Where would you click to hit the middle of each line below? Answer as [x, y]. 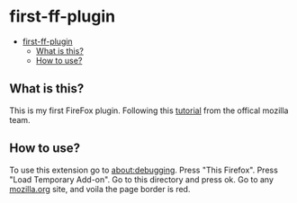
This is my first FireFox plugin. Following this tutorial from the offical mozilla [149, 110]
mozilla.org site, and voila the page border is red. [100, 189]
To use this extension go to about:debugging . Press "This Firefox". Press [144, 170]
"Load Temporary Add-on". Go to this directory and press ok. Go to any [142, 179]
